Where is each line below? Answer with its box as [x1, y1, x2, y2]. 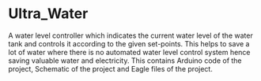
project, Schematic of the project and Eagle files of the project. [8, 64, 214, 73]
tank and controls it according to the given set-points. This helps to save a [8, 39, 250, 48]
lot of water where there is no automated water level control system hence [8, 47, 251, 57]
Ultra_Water [8, 5, 89, 23]
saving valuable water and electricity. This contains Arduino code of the [8, 56, 243, 65]
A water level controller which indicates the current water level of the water [8, 31, 253, 40]
